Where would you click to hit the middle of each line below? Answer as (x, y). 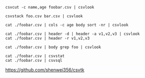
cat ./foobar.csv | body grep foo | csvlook (53, 47)
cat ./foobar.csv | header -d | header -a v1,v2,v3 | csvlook (72, 34)
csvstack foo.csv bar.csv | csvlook (44, 16)
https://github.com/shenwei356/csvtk (45, 70)
